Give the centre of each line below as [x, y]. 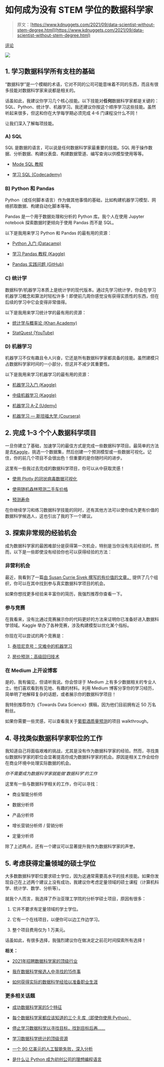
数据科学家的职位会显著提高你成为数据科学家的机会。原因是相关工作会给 [82, 757]
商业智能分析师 [27, 794]
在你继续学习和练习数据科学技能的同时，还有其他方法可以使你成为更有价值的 [82, 510]
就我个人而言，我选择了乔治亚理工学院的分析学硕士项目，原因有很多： [76, 899]
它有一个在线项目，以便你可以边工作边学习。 [57, 920]
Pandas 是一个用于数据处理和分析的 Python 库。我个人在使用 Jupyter [75, 216]
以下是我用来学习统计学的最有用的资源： [46, 312]
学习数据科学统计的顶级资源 [40, 1039]
